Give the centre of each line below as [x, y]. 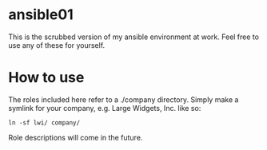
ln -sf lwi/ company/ [44, 122]
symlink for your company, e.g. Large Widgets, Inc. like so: [105, 108]
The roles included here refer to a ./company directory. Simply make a [124, 99]
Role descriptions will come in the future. [76, 137]
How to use [46, 78]
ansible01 [41, 15]
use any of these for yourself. [57, 45]
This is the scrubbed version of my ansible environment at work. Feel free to [134, 37]
